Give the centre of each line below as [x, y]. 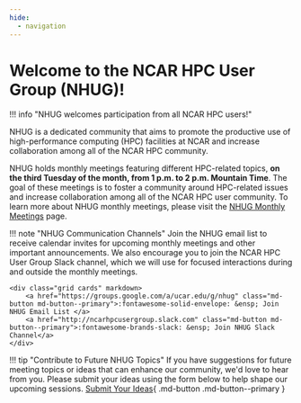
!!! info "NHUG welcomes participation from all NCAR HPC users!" [131, 114]
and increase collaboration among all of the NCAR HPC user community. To [149, 197]
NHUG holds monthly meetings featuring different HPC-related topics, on [145, 168]
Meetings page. [38, 216]
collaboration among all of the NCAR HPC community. [109, 151]
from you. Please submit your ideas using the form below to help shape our [148, 380]
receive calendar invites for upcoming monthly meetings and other [133, 243]
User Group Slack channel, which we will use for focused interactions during [151, 263]
